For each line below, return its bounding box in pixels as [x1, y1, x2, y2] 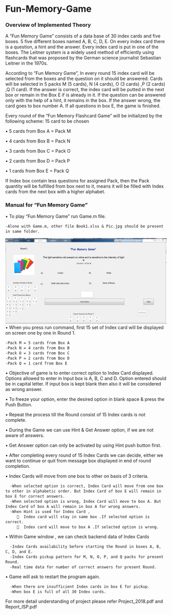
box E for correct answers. [5, 494, 66, 499]
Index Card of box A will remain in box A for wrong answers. [5, 504, 141, 509]
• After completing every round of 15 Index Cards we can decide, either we [5, 452, 163, 459]
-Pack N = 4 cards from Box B [5, 345, 70, 351]
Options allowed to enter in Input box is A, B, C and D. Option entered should [5, 375, 166, 382]
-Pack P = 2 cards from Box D [5, 356, 70, 361]
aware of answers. [5, 433, 45, 439]
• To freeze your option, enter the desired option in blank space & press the [5, 396, 165, 402]
